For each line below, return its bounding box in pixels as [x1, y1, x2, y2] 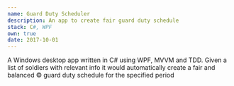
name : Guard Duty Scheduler [7, 10, 91, 18]
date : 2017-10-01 [7, 37, 59, 44]
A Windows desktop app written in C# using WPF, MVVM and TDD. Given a [7, 56, 227, 64]
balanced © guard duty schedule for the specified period [7, 71, 175, 80]
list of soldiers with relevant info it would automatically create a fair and [7, 63, 216, 72]
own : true [7, 30, 37, 37]
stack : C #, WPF [7, 23, 52, 30]
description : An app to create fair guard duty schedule [7, 17, 179, 24]
